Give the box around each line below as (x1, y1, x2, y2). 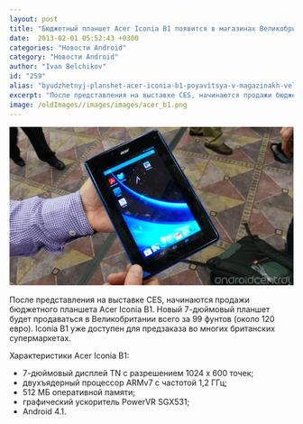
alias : (9, 81, 34, 90)
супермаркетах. (9, 333, 72, 344)
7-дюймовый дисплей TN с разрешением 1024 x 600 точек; (22, 368, 254, 379)
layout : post (9, 14, 59, 23)
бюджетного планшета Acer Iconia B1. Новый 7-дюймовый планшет (9, 304, 271, 315)
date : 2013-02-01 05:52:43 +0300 (9, 33, 140, 42)
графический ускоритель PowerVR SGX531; (22, 397, 190, 408)
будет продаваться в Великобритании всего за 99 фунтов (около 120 (9, 314, 275, 325)
